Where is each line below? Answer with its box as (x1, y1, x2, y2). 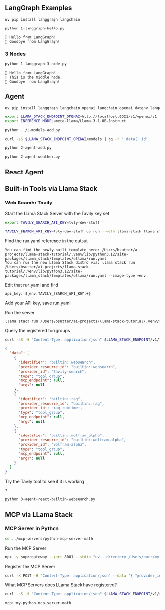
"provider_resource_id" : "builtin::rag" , (18, 401, 105, 406)
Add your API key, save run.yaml (5, 300, 71, 306)
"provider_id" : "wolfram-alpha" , (18, 442, 87, 447)
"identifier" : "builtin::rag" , (18, 396, 82, 401)
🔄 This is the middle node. (5, 75, 63, 80)
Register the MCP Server (5, 563, 55, 569)
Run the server (5, 309, 35, 315)
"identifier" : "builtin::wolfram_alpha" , (18, 433, 105, 438)
